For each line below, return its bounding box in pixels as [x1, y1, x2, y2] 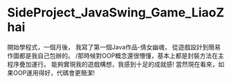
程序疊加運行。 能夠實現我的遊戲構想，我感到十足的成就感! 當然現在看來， [7, 60, 219, 68]
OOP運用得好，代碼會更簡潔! [12, 69, 95, 77]
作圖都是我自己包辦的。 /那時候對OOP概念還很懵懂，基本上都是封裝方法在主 [7, 51, 225, 60]
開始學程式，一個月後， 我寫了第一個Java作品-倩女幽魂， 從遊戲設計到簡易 [7, 43, 221, 51]
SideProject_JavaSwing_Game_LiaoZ [7, 5, 225, 21]
